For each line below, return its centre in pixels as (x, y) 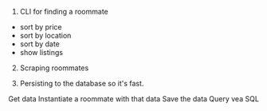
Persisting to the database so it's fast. (82, 83)
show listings (41, 52)
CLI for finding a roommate (64, 12)
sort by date (39, 44)
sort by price (41, 27)
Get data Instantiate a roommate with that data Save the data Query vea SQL (133, 99)
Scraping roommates (54, 68)
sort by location (45, 36)
